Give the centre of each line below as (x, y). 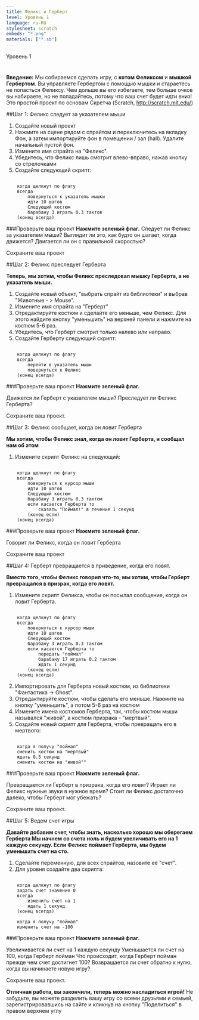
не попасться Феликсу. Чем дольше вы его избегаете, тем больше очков (99, 90)
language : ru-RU (26, 23)
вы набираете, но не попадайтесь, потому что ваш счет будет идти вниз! (99, 97)
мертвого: (28, 731)
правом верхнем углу (34, 1011)
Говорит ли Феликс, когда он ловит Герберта (63, 543)
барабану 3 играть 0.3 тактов (65, 212)
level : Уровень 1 (28, 17)
